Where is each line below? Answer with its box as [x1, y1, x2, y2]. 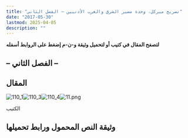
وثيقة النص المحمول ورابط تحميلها [6, 122, 116, 132]
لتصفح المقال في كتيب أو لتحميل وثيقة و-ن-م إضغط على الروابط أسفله [6, 41, 160, 48]
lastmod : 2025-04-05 [6, 19, 57, 25]
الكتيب [6, 105, 21, 112]
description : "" [6, 25, 46, 31]
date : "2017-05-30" [6, 14, 54, 20]
